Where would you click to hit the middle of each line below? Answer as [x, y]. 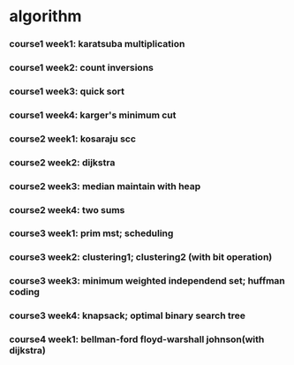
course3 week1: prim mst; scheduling [91, 233]
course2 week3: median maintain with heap [105, 186]
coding [24, 292]
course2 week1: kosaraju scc [73, 139]
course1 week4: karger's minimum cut [93, 115]
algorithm [45, 16]
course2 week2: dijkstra [62, 163]
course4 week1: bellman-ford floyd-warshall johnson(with [137, 339]
